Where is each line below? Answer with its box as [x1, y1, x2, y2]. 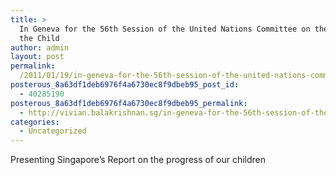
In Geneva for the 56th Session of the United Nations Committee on [19, 24, 311, 34]
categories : [10, 117, 60, 127]
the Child [19, 33, 60, 43]
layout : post [10, 52, 65, 62]
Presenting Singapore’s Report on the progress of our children [10, 154, 267, 166]
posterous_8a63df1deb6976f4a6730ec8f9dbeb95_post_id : [10, 80, 240, 90]
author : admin [10, 42, 70, 53]
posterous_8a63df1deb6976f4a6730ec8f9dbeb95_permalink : [10, 98, 248, 108]
